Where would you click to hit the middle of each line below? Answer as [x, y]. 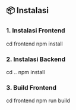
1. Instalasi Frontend [36, 30]
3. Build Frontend [31, 87]
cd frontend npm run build [38, 100]
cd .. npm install [26, 72]
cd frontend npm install [35, 44]
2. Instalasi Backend [36, 59]
